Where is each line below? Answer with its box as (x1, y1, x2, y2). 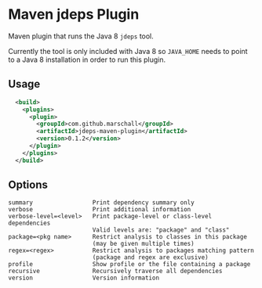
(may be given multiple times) (92, 240, 195, 248)
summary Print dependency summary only (8, 199, 195, 207)
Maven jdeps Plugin (8, 5, 140, 23)
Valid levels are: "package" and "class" (92, 226, 230, 234)
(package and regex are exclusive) (92, 254, 209, 261)
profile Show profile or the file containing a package (8, 261, 251, 268)
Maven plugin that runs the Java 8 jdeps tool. (8, 31, 155, 41)
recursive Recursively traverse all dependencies (8, 268, 223, 275)
